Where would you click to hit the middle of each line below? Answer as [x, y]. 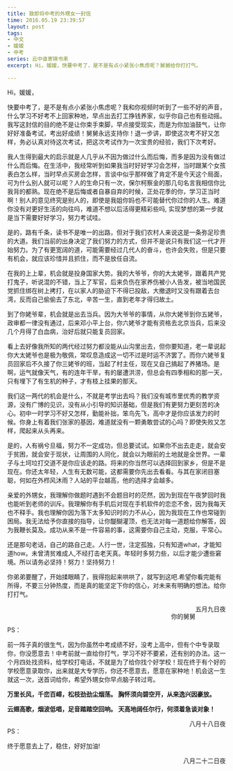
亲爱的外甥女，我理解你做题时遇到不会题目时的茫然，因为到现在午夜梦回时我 [116, 495]
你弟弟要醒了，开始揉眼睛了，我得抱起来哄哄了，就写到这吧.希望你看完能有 [114, 577]
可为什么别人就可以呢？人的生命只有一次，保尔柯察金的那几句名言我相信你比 [116, 182]
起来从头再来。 [46, 430]
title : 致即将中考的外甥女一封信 [49, 14]
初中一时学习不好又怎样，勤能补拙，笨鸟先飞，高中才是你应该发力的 [116, 413]
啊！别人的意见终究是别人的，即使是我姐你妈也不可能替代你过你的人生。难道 [116, 200]
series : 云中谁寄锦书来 [38, 59]
